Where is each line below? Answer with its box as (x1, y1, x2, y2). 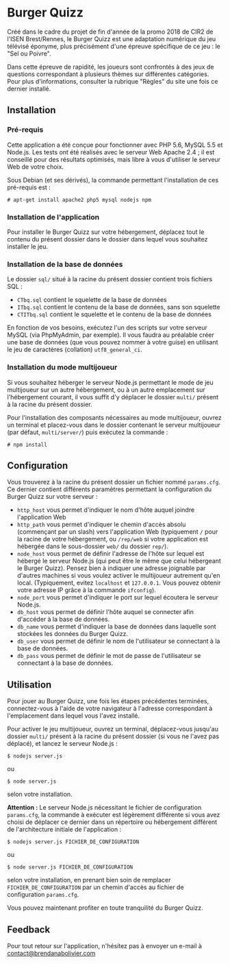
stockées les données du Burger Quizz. (16, 630, 129, 638)
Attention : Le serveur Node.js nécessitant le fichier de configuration (7, 803, 202, 812)
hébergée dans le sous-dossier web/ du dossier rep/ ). (16, 542, 169, 550)
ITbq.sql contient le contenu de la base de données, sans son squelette (16, 303, 220, 311)
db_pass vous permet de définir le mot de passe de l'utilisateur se (16, 652, 201, 660)
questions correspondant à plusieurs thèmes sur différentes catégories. (7, 70, 209, 78)
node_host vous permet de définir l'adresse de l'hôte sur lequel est (16, 550, 205, 558)
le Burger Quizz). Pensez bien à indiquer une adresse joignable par (16, 564, 206, 572)
